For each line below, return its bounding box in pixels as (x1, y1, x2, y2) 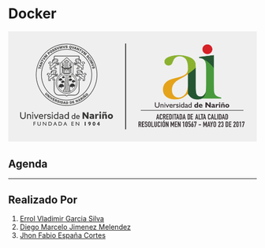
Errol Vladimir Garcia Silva (19, 214, 105, 224)
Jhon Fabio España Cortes (19, 231, 106, 240)
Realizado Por (8, 193, 77, 206)
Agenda (8, 157, 48, 170)
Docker (8, 5, 57, 23)
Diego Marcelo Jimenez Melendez (19, 222, 132, 232)
